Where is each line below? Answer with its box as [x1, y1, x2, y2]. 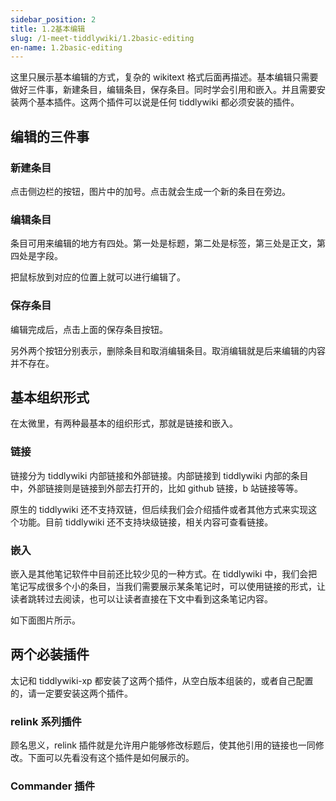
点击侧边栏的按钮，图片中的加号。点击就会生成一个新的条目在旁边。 [10, 185, 291, 197]
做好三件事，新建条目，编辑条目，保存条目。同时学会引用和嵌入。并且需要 [10, 84, 317, 96]
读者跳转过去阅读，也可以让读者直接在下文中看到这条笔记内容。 [10, 592, 273, 605]
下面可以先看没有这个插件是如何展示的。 [27, 752, 195, 764]
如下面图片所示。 [10, 614, 81, 626]
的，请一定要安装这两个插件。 [10, 687, 133, 699]
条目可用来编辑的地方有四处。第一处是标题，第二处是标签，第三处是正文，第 [10, 237, 326, 250]
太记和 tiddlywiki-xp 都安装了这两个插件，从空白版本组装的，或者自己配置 [10, 674, 314, 686]
